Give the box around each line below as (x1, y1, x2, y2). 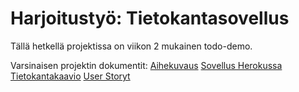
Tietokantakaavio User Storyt (10, 70, 131, 82)
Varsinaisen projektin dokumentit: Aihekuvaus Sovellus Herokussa (10, 59, 283, 71)
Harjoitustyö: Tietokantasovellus (10, 7, 290, 30)
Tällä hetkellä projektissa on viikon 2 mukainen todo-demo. (10, 40, 253, 52)
